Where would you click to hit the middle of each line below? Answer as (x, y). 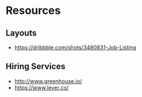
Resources (33, 11)
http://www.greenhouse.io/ (48, 81)
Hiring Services (36, 66)
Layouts (21, 33)
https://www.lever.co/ (42, 87)
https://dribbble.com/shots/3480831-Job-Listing (75, 47)
